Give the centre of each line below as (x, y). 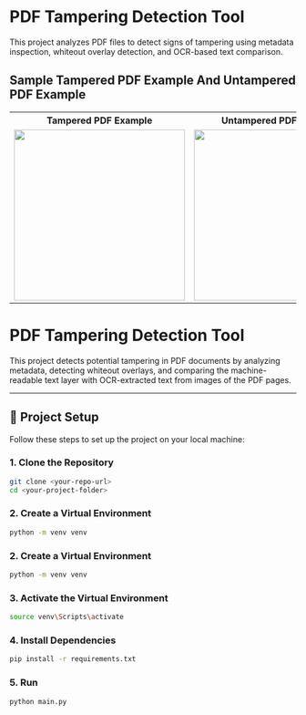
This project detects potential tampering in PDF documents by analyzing (145, 360)
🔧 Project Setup (54, 417)
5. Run (24, 683)
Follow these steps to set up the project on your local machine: (127, 439)
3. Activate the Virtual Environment (89, 597)
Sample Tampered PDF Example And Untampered (153, 81)
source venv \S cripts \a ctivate (67, 617)
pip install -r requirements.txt (73, 659)
